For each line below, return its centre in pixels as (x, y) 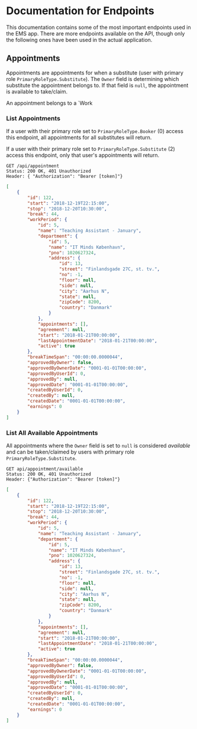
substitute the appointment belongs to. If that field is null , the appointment (97, 85)
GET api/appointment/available (45, 469)
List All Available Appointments (52, 433)
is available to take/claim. (37, 91)
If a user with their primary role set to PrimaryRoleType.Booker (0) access (95, 131)
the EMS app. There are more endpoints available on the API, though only (96, 33)
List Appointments (33, 118)
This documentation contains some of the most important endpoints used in (98, 27)
